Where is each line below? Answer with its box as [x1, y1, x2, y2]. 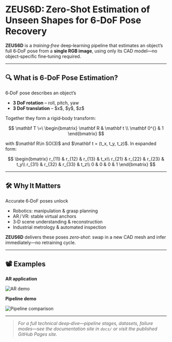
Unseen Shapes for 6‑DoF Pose [5, 14, 142, 26]
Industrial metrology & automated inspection [12, 224, 106, 230]
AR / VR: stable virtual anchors [12, 213, 77, 219]
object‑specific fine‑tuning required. [5, 53, 81, 59]
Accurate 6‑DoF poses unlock [5, 197, 68, 204]
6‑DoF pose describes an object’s [5, 90, 76, 96]
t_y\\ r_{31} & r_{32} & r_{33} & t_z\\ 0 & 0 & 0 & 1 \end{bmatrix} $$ [16, 161, 156, 167]
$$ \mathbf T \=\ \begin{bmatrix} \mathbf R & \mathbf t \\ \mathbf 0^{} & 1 [8, 125, 164, 131]
